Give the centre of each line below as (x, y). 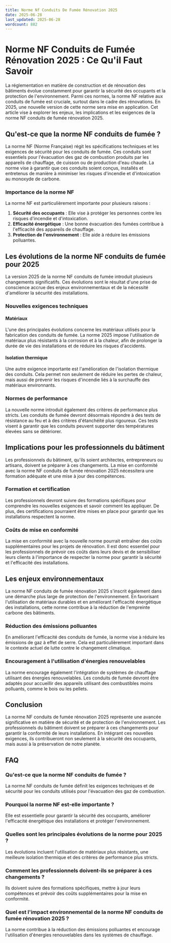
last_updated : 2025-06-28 (33, 19)
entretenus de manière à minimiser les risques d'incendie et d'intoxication (83, 173)
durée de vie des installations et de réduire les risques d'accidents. (76, 346)
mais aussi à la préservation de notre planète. (53, 744)
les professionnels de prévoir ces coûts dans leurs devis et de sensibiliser (83, 552)
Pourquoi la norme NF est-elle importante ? (60, 804)
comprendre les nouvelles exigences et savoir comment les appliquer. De (82, 506)
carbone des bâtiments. (30, 612)
